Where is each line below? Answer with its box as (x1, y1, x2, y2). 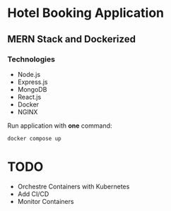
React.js (17, 92, 42, 101)
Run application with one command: (7, 121, 112, 130)
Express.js (17, 78, 48, 86)
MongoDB (17, 85, 47, 93)
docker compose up (7, 135, 61, 142)
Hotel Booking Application (7, 5, 165, 21)
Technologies (7, 54, 55, 64)
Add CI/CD (17, 189, 49, 198)
